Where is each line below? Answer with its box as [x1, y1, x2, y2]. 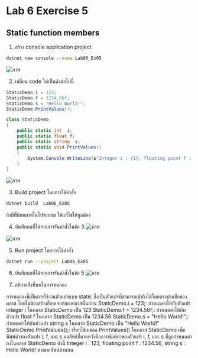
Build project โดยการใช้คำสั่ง [14, 189, 76, 196]
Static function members [6, 28, 100, 38]
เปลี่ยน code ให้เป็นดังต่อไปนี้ [14, 78, 74, 85]
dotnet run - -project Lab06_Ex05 [6, 259, 89, 265]
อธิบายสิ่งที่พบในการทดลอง [14, 281, 67, 288]
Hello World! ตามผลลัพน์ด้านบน [6, 346, 74, 353]
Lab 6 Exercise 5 [6, 4, 89, 18]
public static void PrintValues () [17, 144, 102, 150]
